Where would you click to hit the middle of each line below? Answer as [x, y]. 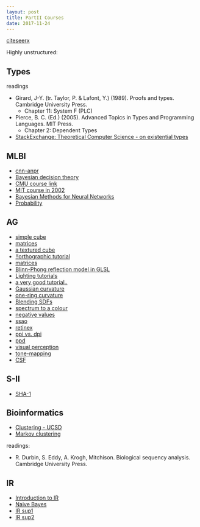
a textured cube [35, 250]
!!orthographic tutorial [42, 256]
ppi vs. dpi [28, 334]
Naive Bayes [31, 504]
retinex [24, 327]
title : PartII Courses [35, 18]
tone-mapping [33, 353]
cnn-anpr [27, 171]
